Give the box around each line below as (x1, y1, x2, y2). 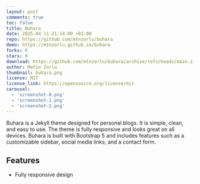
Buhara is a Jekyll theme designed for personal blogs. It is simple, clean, (6, 119, 184, 126)
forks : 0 (6, 48, 28, 54)
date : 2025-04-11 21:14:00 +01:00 (6, 31, 92, 37)
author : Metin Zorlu (6, 64, 58, 70)
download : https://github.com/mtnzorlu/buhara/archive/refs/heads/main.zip (6, 58, 198, 64)
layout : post (6, 8, 39, 15)
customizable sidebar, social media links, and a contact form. (6, 138, 156, 145)
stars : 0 (6, 53, 28, 59)
